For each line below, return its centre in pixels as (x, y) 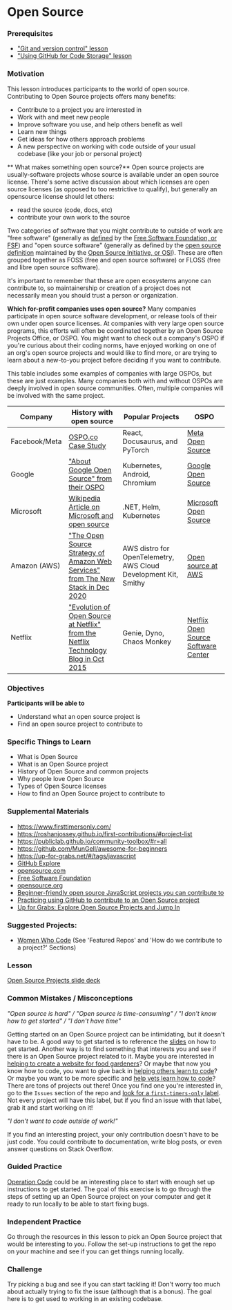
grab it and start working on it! (50, 1107)
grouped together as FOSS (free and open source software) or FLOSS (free (114, 260)
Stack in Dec (89, 587)
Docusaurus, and (150, 441)
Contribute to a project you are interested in (79, 109)
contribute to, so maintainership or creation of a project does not (99, 288)
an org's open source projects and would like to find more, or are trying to (112, 352)
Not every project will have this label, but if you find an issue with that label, (115, 1100)
